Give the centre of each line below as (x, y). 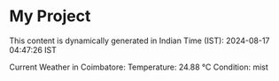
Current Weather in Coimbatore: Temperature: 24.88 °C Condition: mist (139, 67)
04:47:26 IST (33, 49)
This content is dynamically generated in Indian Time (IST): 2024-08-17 (139, 40)
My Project (50, 16)
